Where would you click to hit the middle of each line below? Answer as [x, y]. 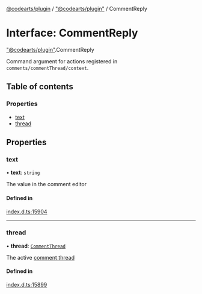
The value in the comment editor [47, 184]
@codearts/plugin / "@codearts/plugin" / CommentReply [77, 9]
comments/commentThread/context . [47, 67]
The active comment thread [41, 257]
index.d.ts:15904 [27, 211]
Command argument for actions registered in [62, 61]
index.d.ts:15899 [27, 285]
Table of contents [40, 87]
